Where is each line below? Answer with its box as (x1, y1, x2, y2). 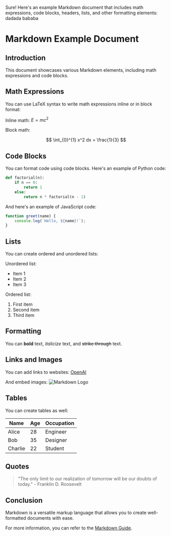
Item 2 (12, 276, 27, 282)
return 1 (24, 185, 42, 190)
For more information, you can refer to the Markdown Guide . (5, 525, 133, 531)
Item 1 (12, 271, 26, 277)
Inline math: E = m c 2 (5, 116, 49, 123)
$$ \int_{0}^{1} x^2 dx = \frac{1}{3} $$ (46, 137, 126, 143)
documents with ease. (27, 515, 74, 521)
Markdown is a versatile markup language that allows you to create (5, 509, 147, 516)
